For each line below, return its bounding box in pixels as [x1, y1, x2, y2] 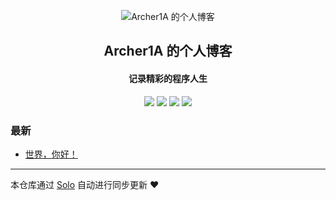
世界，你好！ [24, 148, 78, 160]
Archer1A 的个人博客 [103, 43, 233, 60]
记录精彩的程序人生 [128, 72, 208, 84]
